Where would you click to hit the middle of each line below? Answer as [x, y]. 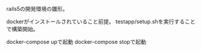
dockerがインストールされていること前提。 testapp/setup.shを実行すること [101, 22]
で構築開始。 [22, 29]
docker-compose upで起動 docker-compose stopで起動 [76, 42]
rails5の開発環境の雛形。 [37, 9]
